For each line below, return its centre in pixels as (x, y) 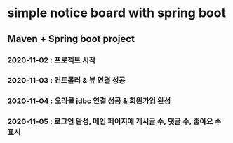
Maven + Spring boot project (71, 39)
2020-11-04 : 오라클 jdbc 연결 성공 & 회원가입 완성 (89, 101)
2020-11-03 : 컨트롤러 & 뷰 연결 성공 (66, 81)
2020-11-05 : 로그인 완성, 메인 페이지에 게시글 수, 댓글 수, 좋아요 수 (114, 122)
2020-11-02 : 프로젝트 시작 (52, 60)
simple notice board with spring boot (117, 13)
